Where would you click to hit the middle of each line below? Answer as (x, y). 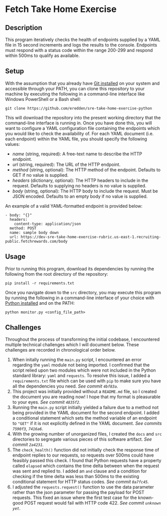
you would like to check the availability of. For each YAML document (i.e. (80, 133)
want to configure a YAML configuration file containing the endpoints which (83, 128)
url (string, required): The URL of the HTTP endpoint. (66, 164)
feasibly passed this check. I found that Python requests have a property (87, 461)
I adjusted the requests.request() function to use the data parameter (83, 487)
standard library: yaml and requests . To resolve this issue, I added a (81, 376)
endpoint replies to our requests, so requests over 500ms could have (83, 455)
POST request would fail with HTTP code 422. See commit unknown (92, 503)
